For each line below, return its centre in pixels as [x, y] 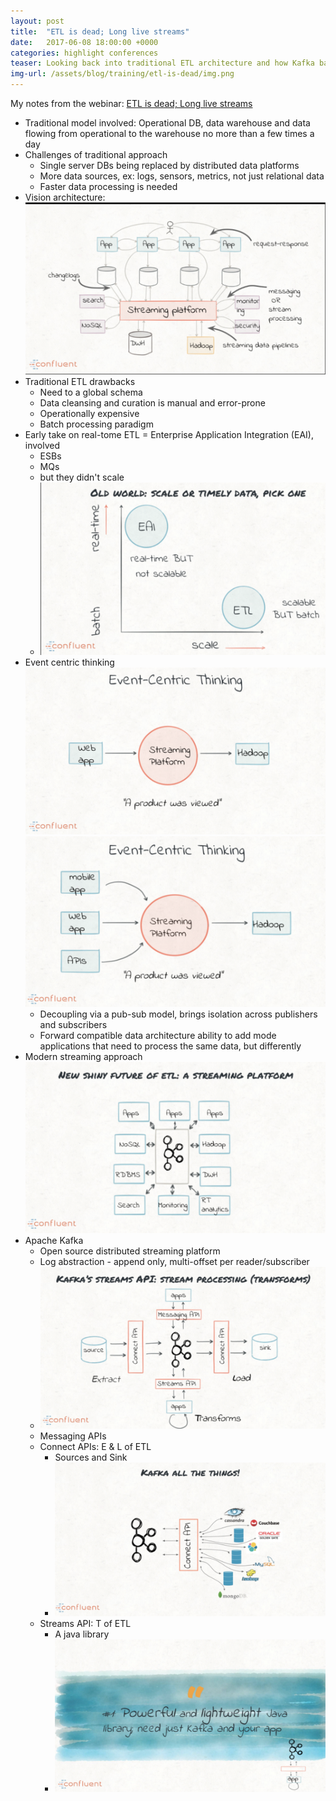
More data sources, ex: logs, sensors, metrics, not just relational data [182, 176]
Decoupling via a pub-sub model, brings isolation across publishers [178, 1014]
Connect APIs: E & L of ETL [95, 1447]
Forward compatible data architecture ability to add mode [158, 1035]
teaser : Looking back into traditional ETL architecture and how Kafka [162, 63]
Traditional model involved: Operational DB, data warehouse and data [167, 123]
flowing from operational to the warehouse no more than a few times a [169, 133]
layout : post [37, 21]
